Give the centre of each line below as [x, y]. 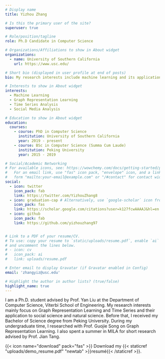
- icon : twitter [26, 186]
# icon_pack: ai [24, 255]
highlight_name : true [27, 286]
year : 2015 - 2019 [37, 155]
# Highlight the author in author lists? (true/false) [62, 281]
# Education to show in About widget [44, 118]
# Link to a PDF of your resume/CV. [42, 236]
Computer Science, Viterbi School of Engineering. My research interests [78, 305]
